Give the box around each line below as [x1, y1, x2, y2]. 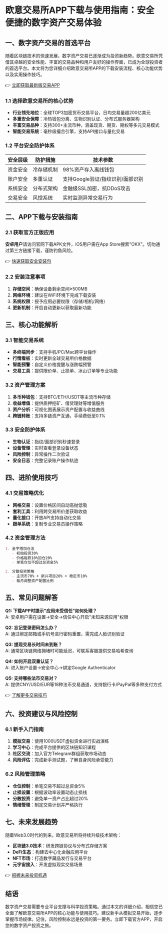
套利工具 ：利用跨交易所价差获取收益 [12, 508, 87, 514]
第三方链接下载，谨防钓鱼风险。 [9, 247, 75, 253]
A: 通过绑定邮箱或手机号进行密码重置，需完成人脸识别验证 [5, 630, 125, 636]
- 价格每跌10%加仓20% [11, 555, 52, 560]
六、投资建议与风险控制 [5, 709, 77, 718]
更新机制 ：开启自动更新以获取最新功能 [12, 304, 91, 310]
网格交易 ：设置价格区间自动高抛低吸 [12, 502, 87, 508]
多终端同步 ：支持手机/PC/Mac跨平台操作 [12, 349, 96, 355]
